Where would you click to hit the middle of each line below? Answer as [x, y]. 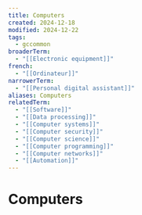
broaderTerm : [29, 52]
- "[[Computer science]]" [58, 139]
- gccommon [33, 45]
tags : [17, 37]
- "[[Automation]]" [47, 161]
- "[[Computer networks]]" [59, 153]
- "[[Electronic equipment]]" [64, 59]
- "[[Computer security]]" [59, 131]
